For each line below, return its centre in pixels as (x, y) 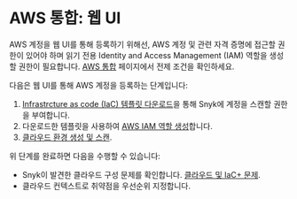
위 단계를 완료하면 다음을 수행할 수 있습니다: (85, 156)
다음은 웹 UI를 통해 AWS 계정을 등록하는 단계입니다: (99, 85)
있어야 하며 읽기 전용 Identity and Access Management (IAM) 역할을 (146, 55)
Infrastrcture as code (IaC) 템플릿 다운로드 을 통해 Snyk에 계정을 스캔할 (147, 103)
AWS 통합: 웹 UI (65, 18)
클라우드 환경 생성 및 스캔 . (67, 137)
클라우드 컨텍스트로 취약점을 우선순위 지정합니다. (106, 186)
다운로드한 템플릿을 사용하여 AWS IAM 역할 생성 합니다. (117, 126)
